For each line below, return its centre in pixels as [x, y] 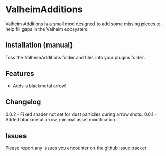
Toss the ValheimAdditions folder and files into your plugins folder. [75, 57]
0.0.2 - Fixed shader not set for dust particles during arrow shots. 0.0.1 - [81, 114]
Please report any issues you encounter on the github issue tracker [76, 148]
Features [20, 73]
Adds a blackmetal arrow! [40, 86]
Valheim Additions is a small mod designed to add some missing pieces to [83, 24]
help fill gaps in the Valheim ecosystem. [47, 29]
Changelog [23, 102]
